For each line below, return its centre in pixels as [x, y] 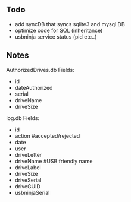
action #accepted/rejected [47, 135]
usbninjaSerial [32, 192]
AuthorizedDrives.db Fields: [40, 70]
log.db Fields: [23, 118]
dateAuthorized [34, 87]
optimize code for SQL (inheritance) [59, 30]
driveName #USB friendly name [54, 161]
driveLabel [28, 167]
